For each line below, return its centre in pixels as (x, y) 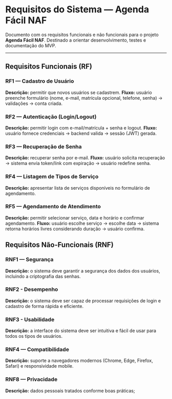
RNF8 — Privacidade (31, 379)
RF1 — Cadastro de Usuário (40, 81)
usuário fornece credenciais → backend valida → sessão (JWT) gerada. (81, 133)
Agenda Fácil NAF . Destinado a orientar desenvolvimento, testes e (76, 40)
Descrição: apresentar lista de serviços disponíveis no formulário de (78, 188)
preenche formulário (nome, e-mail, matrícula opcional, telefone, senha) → (84, 98)
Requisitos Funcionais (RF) (49, 67)
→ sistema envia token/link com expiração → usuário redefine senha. (78, 164)
